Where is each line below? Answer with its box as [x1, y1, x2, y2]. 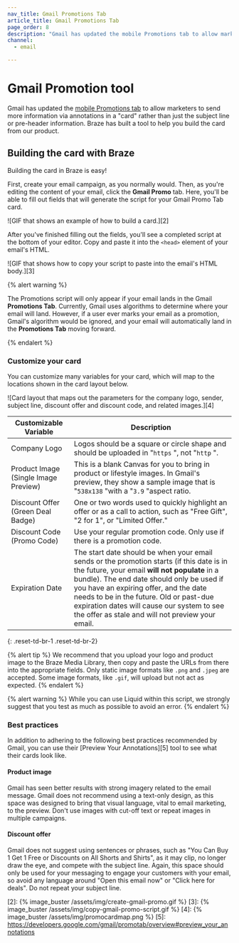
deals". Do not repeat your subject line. [7, 883, 122, 892]
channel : [7, 37, 33, 44]
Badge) [11, 515, 36, 525]
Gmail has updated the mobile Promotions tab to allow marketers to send [7, 104, 221, 112]
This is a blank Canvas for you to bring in [73, 460, 210, 470]
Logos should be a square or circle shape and [73, 439, 226, 449]
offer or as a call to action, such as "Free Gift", [73, 507, 228, 517]
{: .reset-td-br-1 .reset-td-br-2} [7, 637, 98, 646]
